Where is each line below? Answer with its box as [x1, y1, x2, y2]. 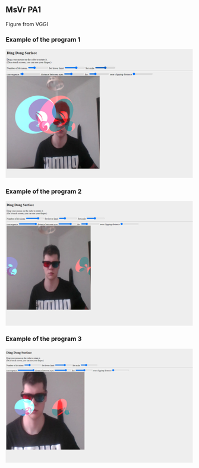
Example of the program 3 [5, 335, 82, 343]
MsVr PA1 [5, 5, 41, 15]
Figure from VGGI [5, 20, 49, 27]
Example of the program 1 [5, 35, 81, 43]
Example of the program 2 [5, 187, 82, 195]
